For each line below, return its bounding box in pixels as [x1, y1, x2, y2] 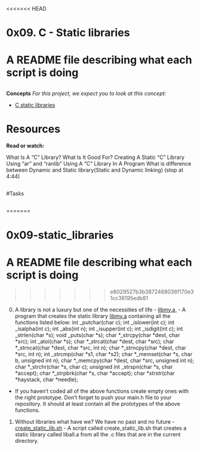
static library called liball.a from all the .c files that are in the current [14, 430, 181, 438]
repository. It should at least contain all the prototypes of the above [14, 400, 180, 407]
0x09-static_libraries [6, 228, 114, 241]
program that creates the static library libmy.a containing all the [14, 312, 171, 319]
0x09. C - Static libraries [6, 26, 130, 39]
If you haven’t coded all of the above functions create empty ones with [14, 387, 189, 394]
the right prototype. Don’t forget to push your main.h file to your [14, 394, 172, 401]
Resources [6, 122, 61, 136]
